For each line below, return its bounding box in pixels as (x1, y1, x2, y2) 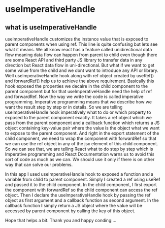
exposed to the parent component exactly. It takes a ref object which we (5, 115, 152, 120)
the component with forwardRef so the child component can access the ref (5, 187, 158, 193)
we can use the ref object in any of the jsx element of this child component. (5, 141, 159, 146)
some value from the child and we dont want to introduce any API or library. (5, 67, 159, 73)
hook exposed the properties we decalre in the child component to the (5, 83, 148, 89)
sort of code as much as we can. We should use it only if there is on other (5, 157, 155, 162)
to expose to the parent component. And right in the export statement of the (5, 130, 159, 136)
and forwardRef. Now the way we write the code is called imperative (5, 94, 144, 99)
